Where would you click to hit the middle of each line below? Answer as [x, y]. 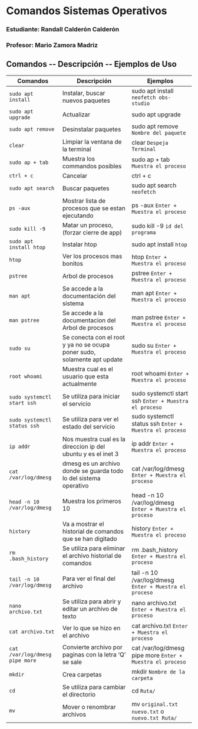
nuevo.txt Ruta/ [154, 718]
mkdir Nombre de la [159, 671]
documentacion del [89, 320]
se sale [72, 662]
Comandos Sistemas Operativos [87, 11]
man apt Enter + [154, 293]
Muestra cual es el [88, 369]
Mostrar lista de [84, 201]
